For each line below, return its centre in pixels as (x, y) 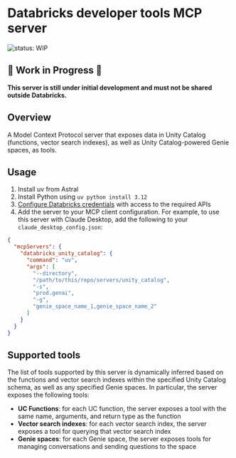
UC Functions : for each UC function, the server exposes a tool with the (122, 409)
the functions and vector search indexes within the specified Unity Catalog (117, 380)
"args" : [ (41, 266)
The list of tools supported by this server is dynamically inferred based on (116, 373)
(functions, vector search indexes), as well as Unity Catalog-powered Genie (118, 142)
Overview (29, 118)
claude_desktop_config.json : (60, 227)
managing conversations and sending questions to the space (107, 447)
